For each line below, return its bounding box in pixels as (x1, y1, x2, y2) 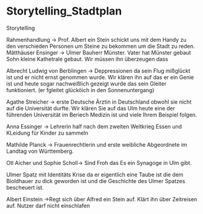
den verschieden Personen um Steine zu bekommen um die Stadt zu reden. (6, 42, 195, 50)
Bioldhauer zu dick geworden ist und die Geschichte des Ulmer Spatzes (6, 177, 185, 184)
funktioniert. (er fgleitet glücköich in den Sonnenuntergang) (6, 86, 155, 93)
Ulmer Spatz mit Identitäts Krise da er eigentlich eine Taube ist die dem (6, 171, 184, 178)
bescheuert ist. (6, 184, 44, 191)
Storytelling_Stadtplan (6, 4, 122, 18)
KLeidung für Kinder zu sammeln (6, 129, 88, 136)
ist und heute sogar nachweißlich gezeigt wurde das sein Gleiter (6, 80, 167, 87)
